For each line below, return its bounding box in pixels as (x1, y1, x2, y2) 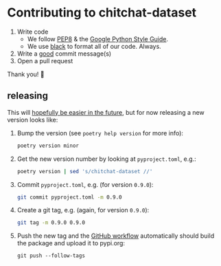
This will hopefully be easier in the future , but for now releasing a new (7, 108, 205, 116)
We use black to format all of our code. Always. (27, 42, 161, 50)
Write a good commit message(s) (16, 49, 112, 58)
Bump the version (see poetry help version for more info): (16, 129, 184, 137)
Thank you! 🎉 (7, 70, 45, 78)
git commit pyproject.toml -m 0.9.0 (16, 194, 122, 201)
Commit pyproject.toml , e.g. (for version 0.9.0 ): (16, 180, 154, 188)
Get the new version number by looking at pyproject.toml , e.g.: (16, 155, 197, 163)
